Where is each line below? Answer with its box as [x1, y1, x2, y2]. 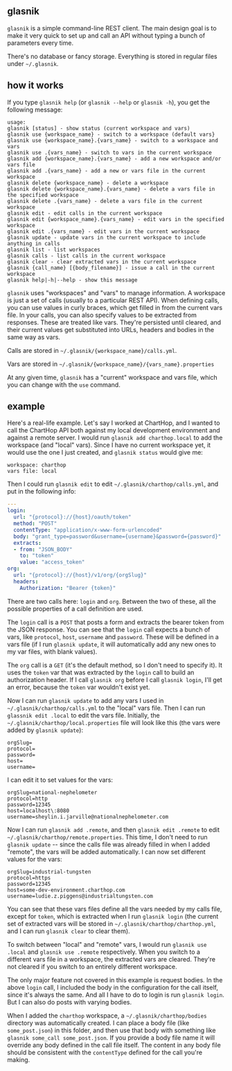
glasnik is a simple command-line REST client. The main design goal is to [7, 24, 217, 32]
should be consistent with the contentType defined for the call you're [7, 1048, 203, 1056]
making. [7, 1055, 30, 1063]
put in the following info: [7, 487, 76, 496]
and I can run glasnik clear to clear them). [7, 927, 130, 935]
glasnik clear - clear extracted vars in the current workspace [7, 258, 197, 265]
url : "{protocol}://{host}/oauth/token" [13, 514, 132, 521]
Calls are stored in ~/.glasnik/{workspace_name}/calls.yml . [7, 346, 177, 354]
